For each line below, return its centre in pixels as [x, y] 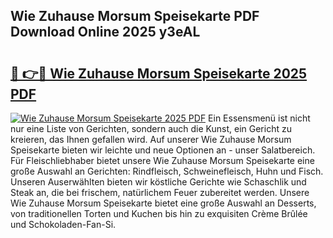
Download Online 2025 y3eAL [105, 32]
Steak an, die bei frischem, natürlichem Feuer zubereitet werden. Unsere [160, 192]
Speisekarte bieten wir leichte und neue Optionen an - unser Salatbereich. [163, 150]
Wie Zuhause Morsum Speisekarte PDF [135, 16]
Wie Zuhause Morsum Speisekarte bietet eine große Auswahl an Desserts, [163, 203]
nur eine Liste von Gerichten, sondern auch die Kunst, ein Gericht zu [151, 128]
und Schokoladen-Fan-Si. [63, 224]
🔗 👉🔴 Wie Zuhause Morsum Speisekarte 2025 [159, 73]
